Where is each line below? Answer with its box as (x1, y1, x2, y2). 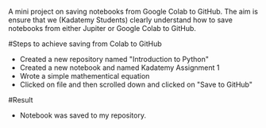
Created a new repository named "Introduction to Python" (19, 55, 209, 64)
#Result (8, 95, 33, 104)
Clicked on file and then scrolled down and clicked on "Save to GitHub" (19, 80, 253, 89)
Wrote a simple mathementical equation (19, 72, 150, 80)
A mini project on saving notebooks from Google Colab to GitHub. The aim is (8, 7, 258, 16)
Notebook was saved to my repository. (19, 111, 147, 120)
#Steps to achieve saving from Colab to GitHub (8, 39, 162, 48)
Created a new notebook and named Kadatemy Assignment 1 (19, 63, 220, 72)
